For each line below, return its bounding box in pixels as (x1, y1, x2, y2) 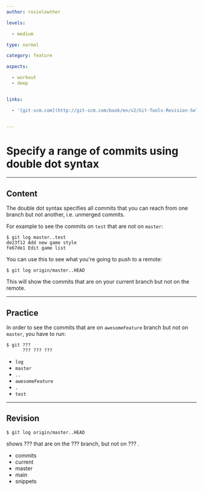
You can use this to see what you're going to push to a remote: (6, 256, 163, 263)
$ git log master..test (6, 235, 66, 241)
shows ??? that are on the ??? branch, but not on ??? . (6, 440, 140, 447)
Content (6, 189, 38, 199)
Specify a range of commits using (6, 144, 179, 158)
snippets (14, 477, 37, 485)
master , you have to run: (6, 330, 66, 338)
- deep (11, 80, 28, 86)
